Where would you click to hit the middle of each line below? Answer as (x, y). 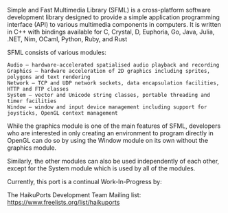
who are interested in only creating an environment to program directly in (111, 133)
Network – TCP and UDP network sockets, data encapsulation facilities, (113, 83)
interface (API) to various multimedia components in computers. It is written (114, 24)
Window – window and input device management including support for (107, 107)
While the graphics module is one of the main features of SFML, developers (114, 126)
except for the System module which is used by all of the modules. (101, 168)
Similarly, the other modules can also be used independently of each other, (113, 161)
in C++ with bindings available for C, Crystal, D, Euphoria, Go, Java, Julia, (111, 32)
